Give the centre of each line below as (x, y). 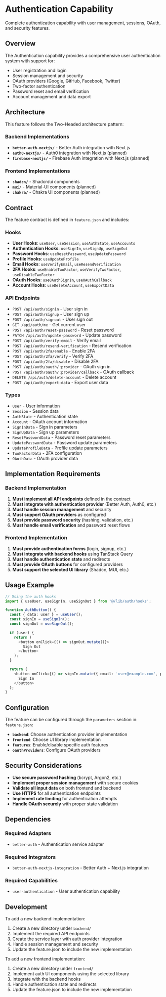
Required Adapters (28, 833)
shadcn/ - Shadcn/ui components (46, 182)
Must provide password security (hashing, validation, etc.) (73, 520)
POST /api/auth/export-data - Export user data (60, 382)
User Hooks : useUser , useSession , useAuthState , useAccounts (74, 243)
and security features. (28, 28)
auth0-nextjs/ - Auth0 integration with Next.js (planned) (69, 153)
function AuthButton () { (31, 610)
